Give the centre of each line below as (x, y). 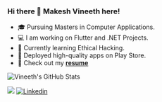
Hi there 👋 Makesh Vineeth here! (64, 11)
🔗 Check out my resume (53, 63)
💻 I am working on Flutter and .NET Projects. (83, 38)
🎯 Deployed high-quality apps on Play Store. (82, 55)
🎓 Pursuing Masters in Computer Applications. (86, 27)
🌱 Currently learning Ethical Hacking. (71, 48)
